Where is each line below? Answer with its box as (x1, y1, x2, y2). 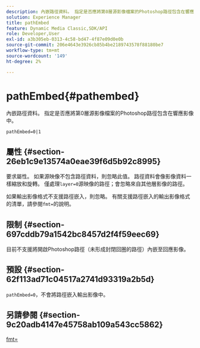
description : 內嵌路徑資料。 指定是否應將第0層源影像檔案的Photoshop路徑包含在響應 (6, 8, 195, 15)
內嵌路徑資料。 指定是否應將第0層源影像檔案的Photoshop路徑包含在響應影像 (6, 109, 194, 117)
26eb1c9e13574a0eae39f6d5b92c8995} (6, 156, 161, 167)
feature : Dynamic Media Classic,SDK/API (6, 25, 108, 32)
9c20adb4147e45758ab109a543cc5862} (6, 319, 164, 330)
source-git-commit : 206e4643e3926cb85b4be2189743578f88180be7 (6, 42, 164, 48)
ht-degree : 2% (6, 58, 42, 64)
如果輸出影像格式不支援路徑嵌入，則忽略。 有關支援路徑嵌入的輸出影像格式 (6, 193, 190, 200)
